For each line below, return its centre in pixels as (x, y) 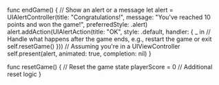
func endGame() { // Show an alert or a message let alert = (90, 10)
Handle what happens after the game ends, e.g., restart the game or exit (109, 39)
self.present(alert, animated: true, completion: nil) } (79, 53)
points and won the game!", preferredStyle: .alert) (77, 24)
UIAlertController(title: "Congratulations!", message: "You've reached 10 (109, 17)
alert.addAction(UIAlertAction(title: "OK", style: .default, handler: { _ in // (109, 32)
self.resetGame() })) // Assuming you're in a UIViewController (94, 46)
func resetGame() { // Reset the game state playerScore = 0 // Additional (110, 67)
